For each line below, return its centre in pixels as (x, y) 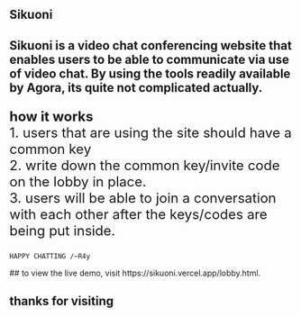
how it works (51, 116)
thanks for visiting (62, 301)
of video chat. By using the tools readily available (150, 73)
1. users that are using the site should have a (150, 132)
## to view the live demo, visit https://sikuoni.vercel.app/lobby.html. (135, 273)
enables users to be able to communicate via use (150, 59)
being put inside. (62, 231)
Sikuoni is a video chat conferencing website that (151, 45)
